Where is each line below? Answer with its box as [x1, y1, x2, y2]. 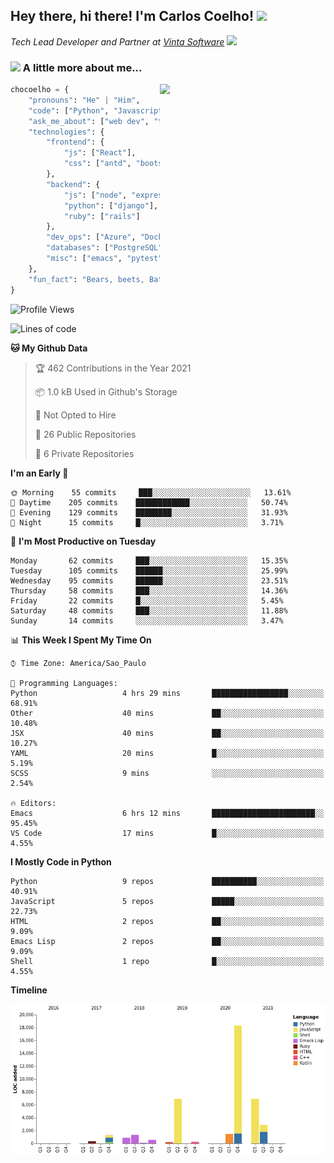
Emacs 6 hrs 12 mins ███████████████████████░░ [10, 808, 325, 818]
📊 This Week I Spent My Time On [10, 634, 152, 646]
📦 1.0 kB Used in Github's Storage [34, 385, 178, 398]
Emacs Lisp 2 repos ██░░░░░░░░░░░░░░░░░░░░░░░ [10, 936, 325, 946]
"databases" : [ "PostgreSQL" [46, 243, 163, 253]
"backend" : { [46, 179, 101, 189]
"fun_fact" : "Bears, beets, [28, 274, 145, 284]
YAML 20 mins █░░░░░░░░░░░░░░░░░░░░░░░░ [10, 748, 325, 758]
